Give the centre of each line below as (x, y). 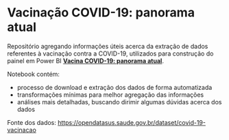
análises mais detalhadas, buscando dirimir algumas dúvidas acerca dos (119, 102)
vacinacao (22, 130)
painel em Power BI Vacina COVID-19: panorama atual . (86, 60)
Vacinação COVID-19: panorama (101, 13)
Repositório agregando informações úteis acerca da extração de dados (108, 46)
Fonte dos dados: (32, 122)
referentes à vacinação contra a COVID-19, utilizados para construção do (110, 54)
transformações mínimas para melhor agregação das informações (110, 95)
